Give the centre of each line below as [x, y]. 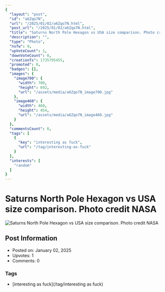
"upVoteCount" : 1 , [28, 51]
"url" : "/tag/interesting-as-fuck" [55, 147]
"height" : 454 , [34, 111]
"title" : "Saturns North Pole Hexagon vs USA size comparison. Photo [82, 32]
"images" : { [22, 74]
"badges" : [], [24, 69]
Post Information [31, 239]
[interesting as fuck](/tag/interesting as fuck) [58, 284]
